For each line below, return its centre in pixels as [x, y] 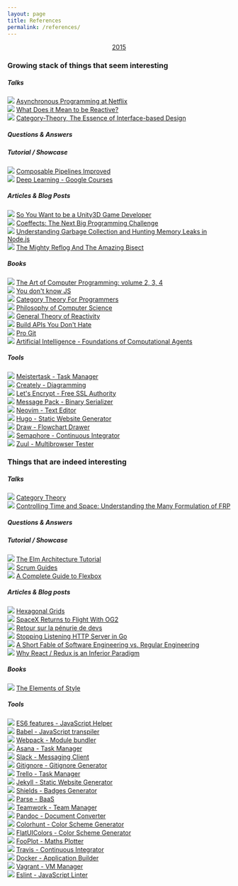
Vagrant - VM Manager [50, 866]
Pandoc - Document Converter [61, 816]
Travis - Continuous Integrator [60, 849]
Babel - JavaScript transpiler [58, 731]
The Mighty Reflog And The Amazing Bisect [80, 247]
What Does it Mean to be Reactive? [67, 110]
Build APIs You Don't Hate [54, 324]
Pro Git [26, 333]
